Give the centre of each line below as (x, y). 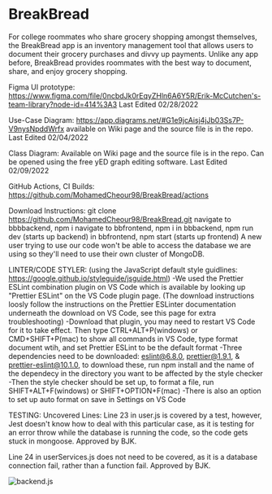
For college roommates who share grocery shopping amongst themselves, (133, 37)
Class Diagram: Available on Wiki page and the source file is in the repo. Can (136, 153)
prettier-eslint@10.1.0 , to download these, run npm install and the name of (131, 365)
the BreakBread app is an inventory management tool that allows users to (131, 45)
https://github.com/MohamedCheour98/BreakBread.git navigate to (120, 219)
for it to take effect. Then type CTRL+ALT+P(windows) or (104, 330)
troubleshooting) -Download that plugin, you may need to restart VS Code (132, 321)
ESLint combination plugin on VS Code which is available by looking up (127, 286)
